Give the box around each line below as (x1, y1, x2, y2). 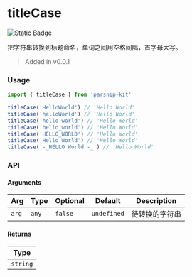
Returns (7, 229, 32, 238)
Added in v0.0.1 (24, 57, 70, 65)
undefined (91, 210, 124, 218)
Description (136, 196, 177, 206)
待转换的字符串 (131, 210, 181, 219)
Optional (55, 196, 85, 206)
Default (95, 196, 121, 206)
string (11, 259, 33, 268)
